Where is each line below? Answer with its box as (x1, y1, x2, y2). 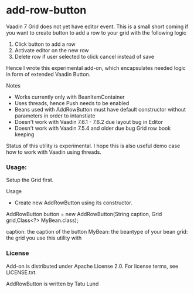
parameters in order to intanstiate (14, 112, 96, 119)
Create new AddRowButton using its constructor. (14, 199, 133, 206)
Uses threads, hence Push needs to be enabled (14, 99, 130, 106)
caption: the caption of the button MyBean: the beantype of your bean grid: (6, 228, 188, 235)
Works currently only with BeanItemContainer (14, 93, 125, 100)
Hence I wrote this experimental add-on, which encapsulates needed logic (6, 64, 186, 71)
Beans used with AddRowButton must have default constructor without (14, 106, 186, 113)
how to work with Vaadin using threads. (6, 148, 101, 156)
